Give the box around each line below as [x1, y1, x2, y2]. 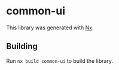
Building [6, 41, 38, 51]
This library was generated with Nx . [6, 24, 94, 31]
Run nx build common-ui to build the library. [6, 57, 114, 64]
